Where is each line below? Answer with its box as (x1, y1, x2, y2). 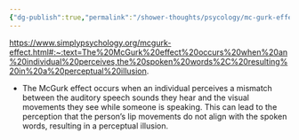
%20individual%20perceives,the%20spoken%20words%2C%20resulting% (9, 56, 288, 66)
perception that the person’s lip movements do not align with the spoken (21, 111, 287, 121)
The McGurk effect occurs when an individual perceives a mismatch (21, 82, 273, 93)
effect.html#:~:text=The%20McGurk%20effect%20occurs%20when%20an (9, 46, 288, 58)
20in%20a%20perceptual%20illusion (9, 66, 147, 76)
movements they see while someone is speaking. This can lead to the (21, 101, 278, 112)
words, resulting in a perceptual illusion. (21, 121, 169, 131)
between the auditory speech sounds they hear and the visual (21, 92, 249, 103)
